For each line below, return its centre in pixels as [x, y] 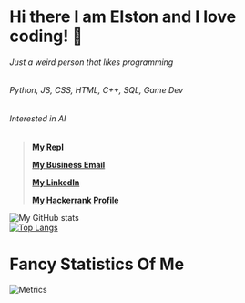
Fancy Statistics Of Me [97, 264]
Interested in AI [38, 119]
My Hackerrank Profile [75, 200]
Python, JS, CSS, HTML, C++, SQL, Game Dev [97, 90]
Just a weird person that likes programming [92, 62]
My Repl [47, 147]
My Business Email [68, 164]
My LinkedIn [56, 182]
